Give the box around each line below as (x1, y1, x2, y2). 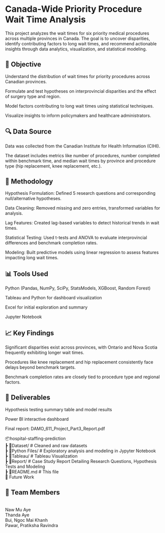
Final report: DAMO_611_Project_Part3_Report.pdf (5, 426, 105, 431)
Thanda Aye (5, 512, 30, 518)
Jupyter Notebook (5, 314, 42, 320)
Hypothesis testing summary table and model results (5, 406, 112, 412)
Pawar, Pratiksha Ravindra (5, 522, 58, 528)
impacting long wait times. (5, 255, 59, 261)
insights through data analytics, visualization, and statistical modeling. (5, 46, 147, 52)
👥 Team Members (5, 488, 60, 497)
